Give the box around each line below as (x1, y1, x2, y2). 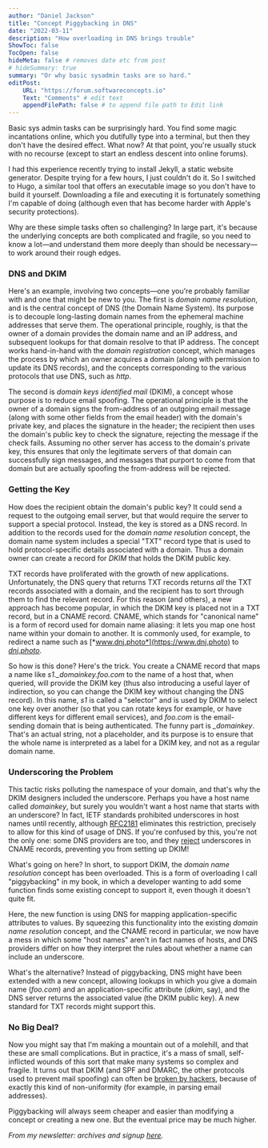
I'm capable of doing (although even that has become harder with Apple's (8, 198, 251, 209)
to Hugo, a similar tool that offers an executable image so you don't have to (8, 181, 256, 191)
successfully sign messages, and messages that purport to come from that (8, 455, 256, 465)
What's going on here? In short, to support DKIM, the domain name (8, 860, 230, 870)
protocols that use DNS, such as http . (8, 371, 132, 381)
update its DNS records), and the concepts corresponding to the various (8, 363, 246, 373)
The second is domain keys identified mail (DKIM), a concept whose (8, 387, 234, 397)
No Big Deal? (8, 1021, 59, 1032)
